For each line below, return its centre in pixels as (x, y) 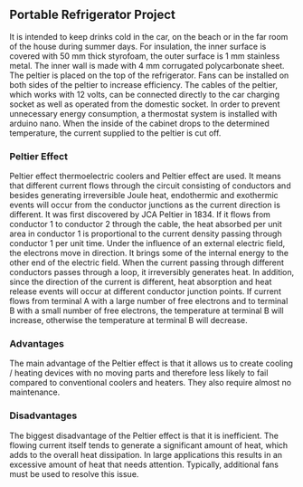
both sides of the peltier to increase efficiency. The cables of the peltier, (144, 84)
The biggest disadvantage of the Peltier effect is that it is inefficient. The (144, 435)
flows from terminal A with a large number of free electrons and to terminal (149, 301)
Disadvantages (43, 415)
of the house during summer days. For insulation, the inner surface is (138, 46)
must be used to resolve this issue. (74, 473)
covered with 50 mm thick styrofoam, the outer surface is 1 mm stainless (145, 56)
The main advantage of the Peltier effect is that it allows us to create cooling (151, 363)
